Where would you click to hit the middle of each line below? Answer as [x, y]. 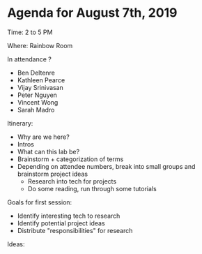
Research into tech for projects [72, 181]
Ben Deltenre [36, 73]
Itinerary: [20, 123]
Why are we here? [43, 137]
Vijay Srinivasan [40, 87]
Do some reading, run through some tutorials [92, 188]
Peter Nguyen [37, 95]
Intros [26, 144]
